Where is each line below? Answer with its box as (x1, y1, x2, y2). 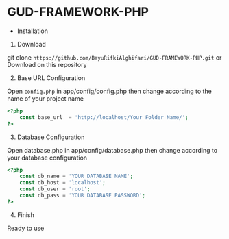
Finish (16, 210, 34, 219)
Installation (16, 27, 49, 35)
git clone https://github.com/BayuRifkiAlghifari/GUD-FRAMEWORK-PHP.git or (7, 53, 222, 62)
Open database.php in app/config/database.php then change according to (7, 146, 218, 154)
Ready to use (7, 224, 45, 232)
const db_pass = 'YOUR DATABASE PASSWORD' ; (19, 192, 146, 199)
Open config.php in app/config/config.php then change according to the (7, 87, 213, 95)
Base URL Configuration (16, 73, 86, 82)
